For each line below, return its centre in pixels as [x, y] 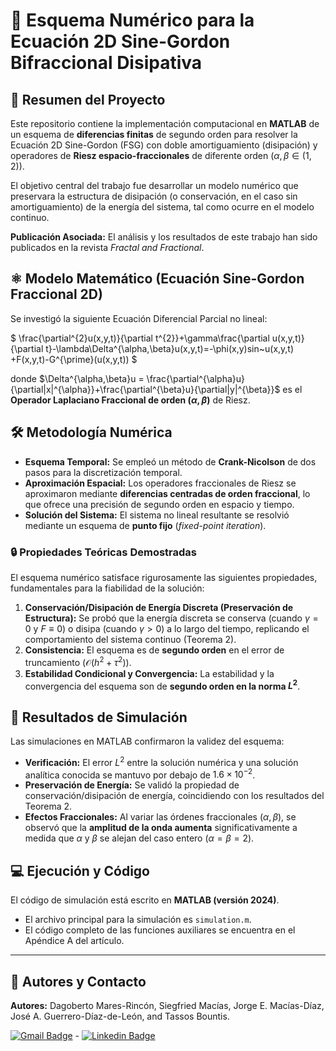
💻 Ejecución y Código [80, 870]
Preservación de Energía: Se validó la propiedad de [132, 785]
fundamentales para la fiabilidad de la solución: [107, 588]
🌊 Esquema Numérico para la [132, 20]
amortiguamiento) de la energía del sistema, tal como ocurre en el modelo [162, 207]
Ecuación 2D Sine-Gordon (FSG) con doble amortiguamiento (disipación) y [164, 145]
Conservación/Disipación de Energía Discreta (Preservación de [159, 607]
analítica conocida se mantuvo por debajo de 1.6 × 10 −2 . [140, 774]
